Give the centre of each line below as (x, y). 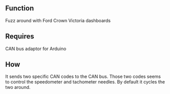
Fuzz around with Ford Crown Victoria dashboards (58, 20)
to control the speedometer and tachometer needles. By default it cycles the (85, 82)
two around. (18, 87)
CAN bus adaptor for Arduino (36, 49)
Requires (20, 37)
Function (20, 8)
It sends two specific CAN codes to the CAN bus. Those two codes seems (83, 77)
